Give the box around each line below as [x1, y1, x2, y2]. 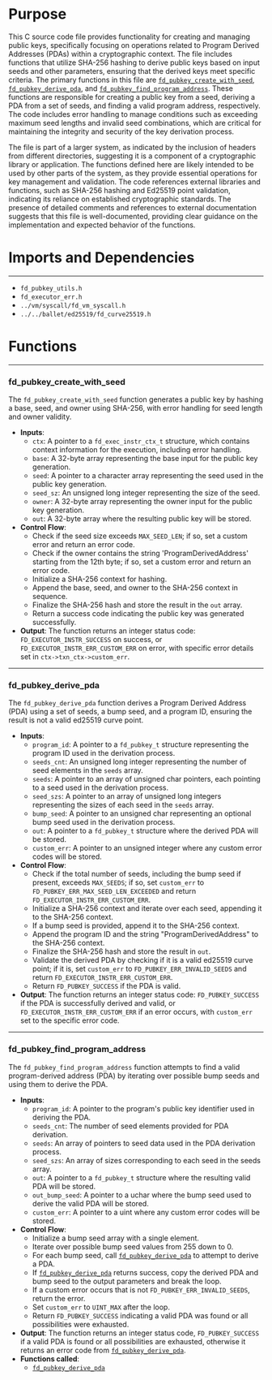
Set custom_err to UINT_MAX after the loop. [32, 1302, 170, 1312]
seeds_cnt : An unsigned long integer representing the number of [32, 757, 247, 767]
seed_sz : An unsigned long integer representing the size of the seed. [32, 488, 261, 498]
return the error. [32, 1293, 86, 1303]
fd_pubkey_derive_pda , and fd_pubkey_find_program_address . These [8, 83, 233, 93]
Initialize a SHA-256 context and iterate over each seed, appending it [32, 903, 262, 913]
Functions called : [19, 1353, 79, 1364]
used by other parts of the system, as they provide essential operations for [8, 168, 257, 178]
